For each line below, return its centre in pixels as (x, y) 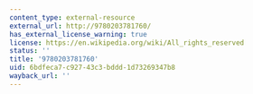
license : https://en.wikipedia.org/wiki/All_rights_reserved (127, 43)
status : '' (30, 51)
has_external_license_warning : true (78, 34)
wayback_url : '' (40, 76)
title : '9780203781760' (54, 59)
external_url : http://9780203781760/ (80, 26)
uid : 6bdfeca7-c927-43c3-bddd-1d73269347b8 (93, 68)
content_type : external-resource (72, 17)
